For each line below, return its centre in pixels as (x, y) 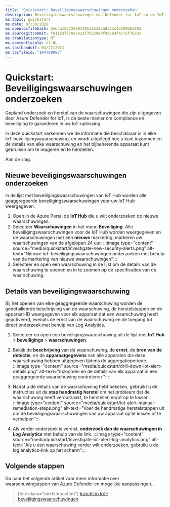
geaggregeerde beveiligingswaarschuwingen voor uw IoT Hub (70, 201)
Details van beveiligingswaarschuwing (68, 291)
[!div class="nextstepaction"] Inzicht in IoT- (63, 493)
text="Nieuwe (27, 254)
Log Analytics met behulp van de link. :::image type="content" (78, 434)
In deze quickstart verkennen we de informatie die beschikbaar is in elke (81, 133)
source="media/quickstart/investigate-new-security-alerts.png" (79, 248)
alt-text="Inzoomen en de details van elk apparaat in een (98, 372)
